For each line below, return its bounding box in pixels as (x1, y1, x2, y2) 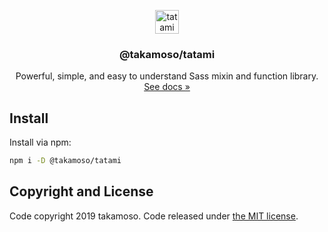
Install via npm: (9, 136, 72, 149)
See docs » (143, 81, 191, 93)
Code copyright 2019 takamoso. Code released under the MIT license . (9, 210, 299, 222)
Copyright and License (9, 183, 154, 200)
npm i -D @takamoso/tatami (9, 156, 122, 166)
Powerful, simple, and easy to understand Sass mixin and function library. (15, 70, 319, 82)
